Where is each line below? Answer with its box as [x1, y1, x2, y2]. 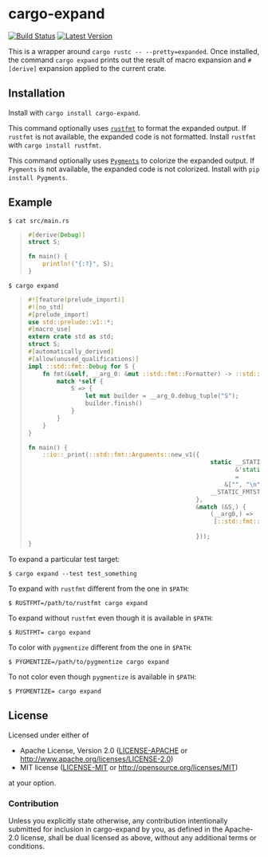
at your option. [8, 778, 57, 788]
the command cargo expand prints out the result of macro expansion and [8, 55, 246, 65]
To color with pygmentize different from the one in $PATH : [8, 643, 193, 652]
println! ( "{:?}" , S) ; [42, 260, 114, 268]
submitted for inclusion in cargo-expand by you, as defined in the [8, 824, 223, 834]
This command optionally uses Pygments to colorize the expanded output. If [8, 155, 255, 165]
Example [8, 196, 53, 210]
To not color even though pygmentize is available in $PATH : [8, 671, 197, 682]
